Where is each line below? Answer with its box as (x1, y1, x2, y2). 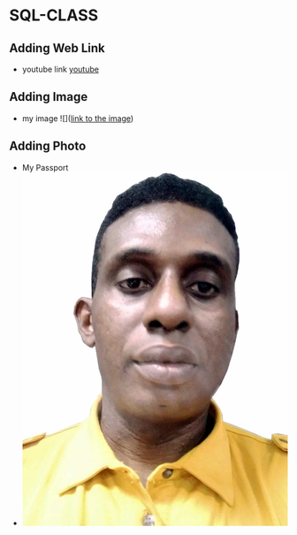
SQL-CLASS (9, 5, 99, 26)
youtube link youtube (21, 64, 100, 74)
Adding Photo (9, 139, 87, 154)
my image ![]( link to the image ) (21, 112, 134, 124)
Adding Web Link (9, 41, 105, 56)
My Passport (21, 162, 69, 172)
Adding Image (9, 89, 88, 104)
